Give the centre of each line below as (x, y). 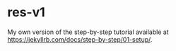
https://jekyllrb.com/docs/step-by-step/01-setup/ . (80, 39)
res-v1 (27, 12)
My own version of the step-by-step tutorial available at (88, 32)
